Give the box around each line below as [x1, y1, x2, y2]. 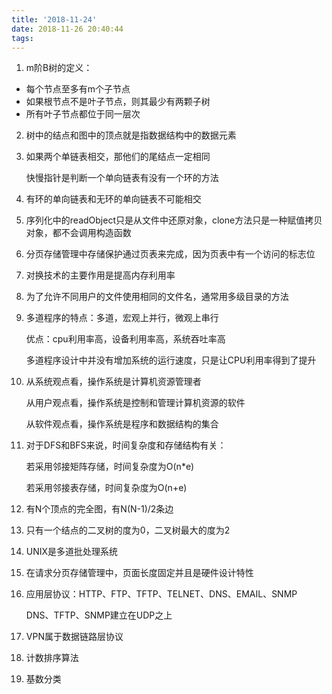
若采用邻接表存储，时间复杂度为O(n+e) [25, 482, 188, 494]
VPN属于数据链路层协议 [25, 631, 124, 643]
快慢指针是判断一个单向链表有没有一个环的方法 [25, 172, 219, 184]
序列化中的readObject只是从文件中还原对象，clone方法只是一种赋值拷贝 [25, 214, 323, 226]
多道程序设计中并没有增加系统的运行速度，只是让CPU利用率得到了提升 [25, 354, 317, 366]
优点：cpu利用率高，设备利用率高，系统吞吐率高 [25, 333, 226, 345]
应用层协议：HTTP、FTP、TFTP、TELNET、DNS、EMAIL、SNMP [25, 588, 298, 600]
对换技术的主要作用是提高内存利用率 [25, 269, 176, 281]
